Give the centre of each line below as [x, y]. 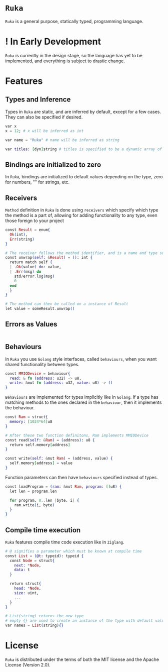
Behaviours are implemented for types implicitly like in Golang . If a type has [82, 397]
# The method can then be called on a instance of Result [67, 304]
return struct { [25, 584]
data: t [22, 570]
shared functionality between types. [42, 364]
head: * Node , [28, 589]
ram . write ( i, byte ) [34, 505]
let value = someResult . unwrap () [40, 309]
